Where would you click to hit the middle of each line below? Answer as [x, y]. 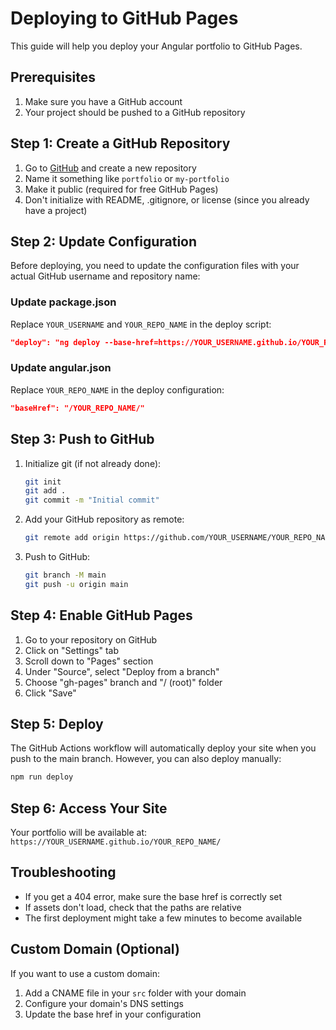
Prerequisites [53, 77]
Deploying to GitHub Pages [124, 18]
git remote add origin [72, 538]
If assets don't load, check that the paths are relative [133, 907]
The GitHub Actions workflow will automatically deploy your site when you [163, 748]
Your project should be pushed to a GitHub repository [135, 112]
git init [43, 482]
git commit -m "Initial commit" [92, 500]
